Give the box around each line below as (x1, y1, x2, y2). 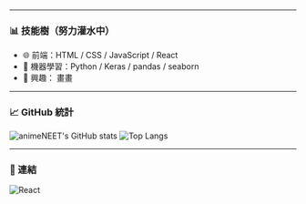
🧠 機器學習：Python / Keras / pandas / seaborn (22, 61, 199, 72)
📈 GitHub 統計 (9, 106, 75, 118)
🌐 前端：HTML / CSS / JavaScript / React (22, 50, 178, 61)
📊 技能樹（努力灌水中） (9, 25, 115, 37)
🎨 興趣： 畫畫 (22, 73, 73, 84)
